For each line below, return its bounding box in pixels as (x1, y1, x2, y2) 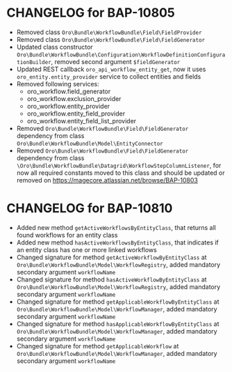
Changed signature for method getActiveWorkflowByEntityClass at (16, 253, 207, 261)
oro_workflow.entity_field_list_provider (26, 116, 137, 125)
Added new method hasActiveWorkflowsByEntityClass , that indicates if (16, 238, 219, 247)
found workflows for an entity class (16, 231, 118, 239)
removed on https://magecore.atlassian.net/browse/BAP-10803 (16, 176, 199, 184)
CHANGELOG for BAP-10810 (6, 201, 173, 217)
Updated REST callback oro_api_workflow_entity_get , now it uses (16, 65, 206, 73)
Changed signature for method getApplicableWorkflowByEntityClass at (16, 297, 219, 306)
